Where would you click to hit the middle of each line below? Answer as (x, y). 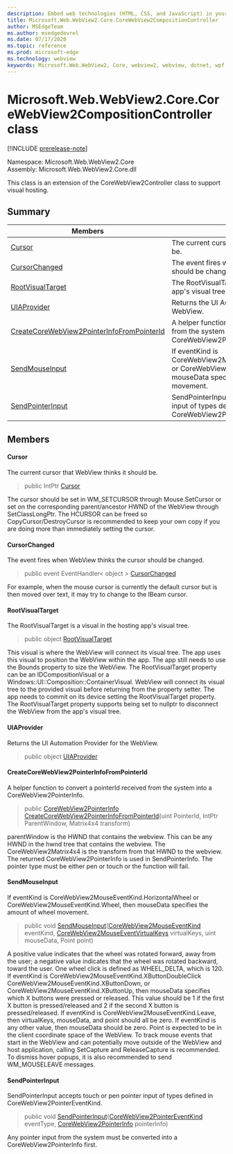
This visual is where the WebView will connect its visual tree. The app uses (114, 652)
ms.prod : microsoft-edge (43, 53)
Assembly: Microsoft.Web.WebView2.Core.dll (72, 169)
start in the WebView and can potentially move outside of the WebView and (114, 1042)
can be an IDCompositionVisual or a (58, 674)
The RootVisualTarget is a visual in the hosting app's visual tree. (98, 626)
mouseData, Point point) (59, 940)
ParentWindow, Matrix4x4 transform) (77, 823)
